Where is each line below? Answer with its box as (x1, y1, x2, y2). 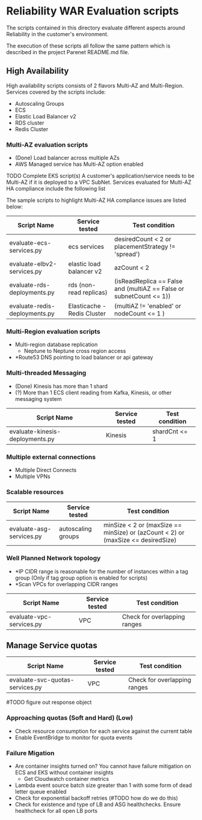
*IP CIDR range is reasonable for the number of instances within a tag (14, 568, 188, 575)
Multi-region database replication (14, 341, 98, 348)
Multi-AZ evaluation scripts (6, 140, 88, 148)
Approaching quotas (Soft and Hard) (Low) (6, 714, 133, 722)
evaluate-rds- (9, 281, 50, 289)
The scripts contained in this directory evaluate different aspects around (6, 24, 185, 31)
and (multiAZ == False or (114, 284, 185, 293)
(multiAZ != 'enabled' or (114, 302, 182, 310)
